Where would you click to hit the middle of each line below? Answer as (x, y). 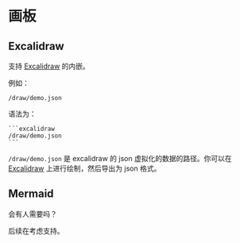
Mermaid (31, 194)
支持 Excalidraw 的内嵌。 (49, 66)
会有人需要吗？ (33, 214)
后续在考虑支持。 (36, 230)
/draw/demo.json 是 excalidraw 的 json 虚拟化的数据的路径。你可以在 (120, 158)
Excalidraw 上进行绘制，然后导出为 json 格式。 (85, 168)
